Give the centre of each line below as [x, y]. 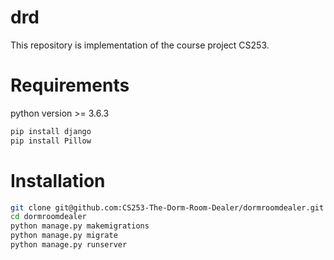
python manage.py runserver [69, 245]
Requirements [70, 85]
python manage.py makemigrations [80, 226]
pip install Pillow [51, 141]
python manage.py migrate [64, 236]
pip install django [51, 131]
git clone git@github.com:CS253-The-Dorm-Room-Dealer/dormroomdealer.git [167, 207]
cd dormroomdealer [48, 217]
